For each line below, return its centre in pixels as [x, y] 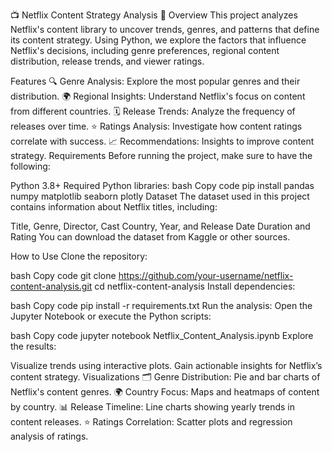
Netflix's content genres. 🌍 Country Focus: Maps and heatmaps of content [165, 392]
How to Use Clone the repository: [79, 256]
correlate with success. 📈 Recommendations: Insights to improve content [162, 141]
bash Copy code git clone [63, 275]
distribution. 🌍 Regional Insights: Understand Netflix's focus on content [158, 96]
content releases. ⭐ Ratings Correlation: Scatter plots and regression [151, 422]
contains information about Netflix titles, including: [114, 207]
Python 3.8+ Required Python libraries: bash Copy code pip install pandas [162, 185]
